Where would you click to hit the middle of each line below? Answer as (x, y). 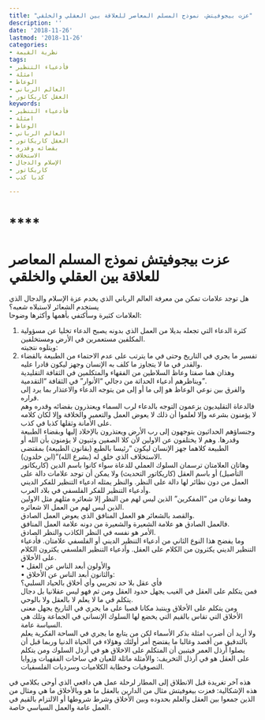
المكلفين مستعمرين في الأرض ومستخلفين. (83, 339)
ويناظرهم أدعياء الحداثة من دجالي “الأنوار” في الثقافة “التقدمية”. (114, 381)
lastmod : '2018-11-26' (46, 38)
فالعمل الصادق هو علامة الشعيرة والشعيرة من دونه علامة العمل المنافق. (125, 524)
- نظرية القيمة (34, 52)
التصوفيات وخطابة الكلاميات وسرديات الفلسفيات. (92, 667)
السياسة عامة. (41, 625)
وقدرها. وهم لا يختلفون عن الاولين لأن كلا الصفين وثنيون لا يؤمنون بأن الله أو (130, 440)
